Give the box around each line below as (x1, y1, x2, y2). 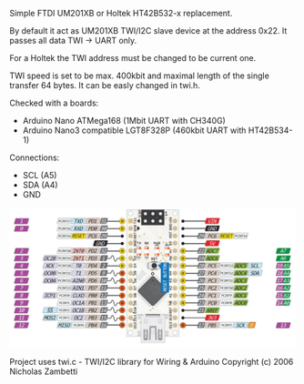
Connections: (9, 152, 60, 163)
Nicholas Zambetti (9, 366, 78, 377)
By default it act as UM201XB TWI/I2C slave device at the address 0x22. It (9, 25, 288, 35)
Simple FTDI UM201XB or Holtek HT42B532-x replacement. (9, 8, 233, 18)
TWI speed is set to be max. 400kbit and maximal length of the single (9, 70, 270, 81)
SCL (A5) (22, 170, 57, 180)
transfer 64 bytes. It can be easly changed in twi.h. (9, 80, 200, 90)
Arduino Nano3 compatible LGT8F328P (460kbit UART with (22, 125, 247, 136)
